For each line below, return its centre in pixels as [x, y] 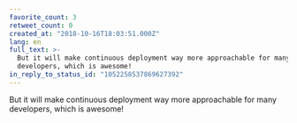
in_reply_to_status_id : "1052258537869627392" [96, 75]
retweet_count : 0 [41, 25]
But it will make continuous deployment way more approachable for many [143, 99]
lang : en [25, 42]
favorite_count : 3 [43, 17]
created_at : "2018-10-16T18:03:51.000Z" [85, 33]
